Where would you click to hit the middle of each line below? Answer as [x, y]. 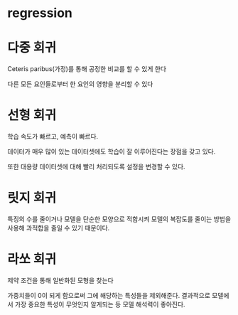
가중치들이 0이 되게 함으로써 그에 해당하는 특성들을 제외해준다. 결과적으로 [109, 295]
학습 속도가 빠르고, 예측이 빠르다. [53, 137]
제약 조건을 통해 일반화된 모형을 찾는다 [60, 280]
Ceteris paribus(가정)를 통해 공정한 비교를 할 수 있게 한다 [87, 69]
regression [40, 13]
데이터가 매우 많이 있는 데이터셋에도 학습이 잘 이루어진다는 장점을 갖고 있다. [112, 151]
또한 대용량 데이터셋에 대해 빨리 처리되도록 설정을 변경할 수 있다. [97, 167]
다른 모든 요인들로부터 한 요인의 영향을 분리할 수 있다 [80, 84]
